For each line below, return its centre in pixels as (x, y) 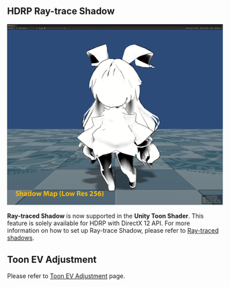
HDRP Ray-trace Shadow (61, 11)
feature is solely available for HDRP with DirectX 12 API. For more (99, 223)
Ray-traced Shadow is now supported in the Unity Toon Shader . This (105, 216)
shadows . (21, 238)
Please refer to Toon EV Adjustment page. (66, 276)
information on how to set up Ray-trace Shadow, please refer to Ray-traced (113, 231)
